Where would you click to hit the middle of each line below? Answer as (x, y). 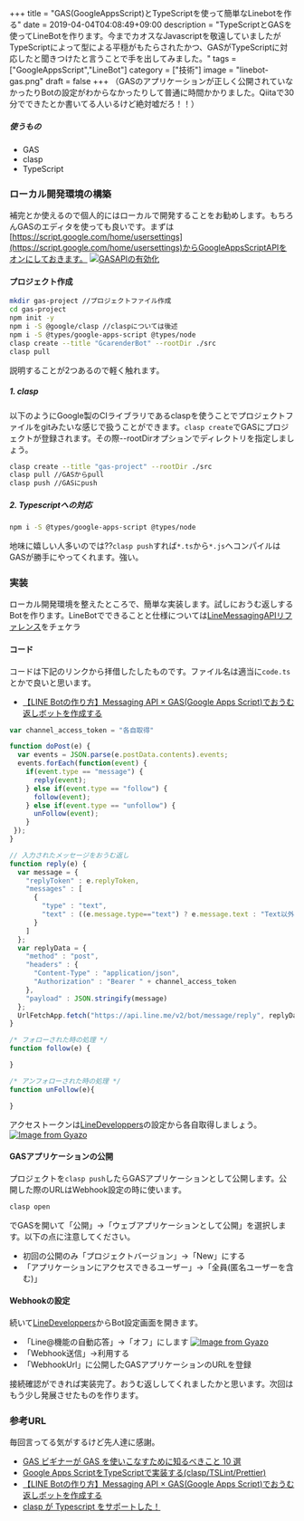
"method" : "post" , (62, 957)
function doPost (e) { (50, 746)
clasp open (30, 1207)
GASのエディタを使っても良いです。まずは (95, 227)
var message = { (48, 872)
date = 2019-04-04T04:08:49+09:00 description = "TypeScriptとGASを (157, 24)
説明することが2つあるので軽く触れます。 (87, 370)
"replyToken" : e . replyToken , (83, 881)
